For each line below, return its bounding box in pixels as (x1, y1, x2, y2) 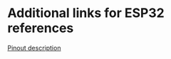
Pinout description (7, 43, 61, 52)
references (7, 20, 74, 36)
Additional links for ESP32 (7, 5, 165, 21)
